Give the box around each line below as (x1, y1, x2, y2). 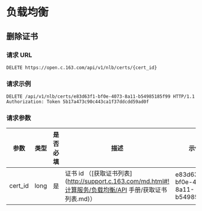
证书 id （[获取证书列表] (65, 169, 133, 177)
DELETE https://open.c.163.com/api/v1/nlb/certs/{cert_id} (6, 64, 158, 71)
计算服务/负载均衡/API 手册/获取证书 (65, 186, 167, 194)
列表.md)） (65, 195, 96, 203)
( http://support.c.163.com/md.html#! (65, 177, 170, 186)
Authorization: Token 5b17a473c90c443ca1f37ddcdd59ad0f (6, 99, 149, 105)
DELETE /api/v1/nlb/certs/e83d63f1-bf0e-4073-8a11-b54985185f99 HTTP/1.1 (6, 94, 195, 100)
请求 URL (6, 50, 32, 59)
